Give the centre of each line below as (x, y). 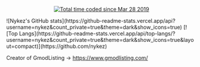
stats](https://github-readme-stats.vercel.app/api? (113, 21)
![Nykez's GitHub (27, 21)
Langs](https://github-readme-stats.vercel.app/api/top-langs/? (97, 33)
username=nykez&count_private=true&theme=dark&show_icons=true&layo (100, 40)
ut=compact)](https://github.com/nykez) (57, 46)
